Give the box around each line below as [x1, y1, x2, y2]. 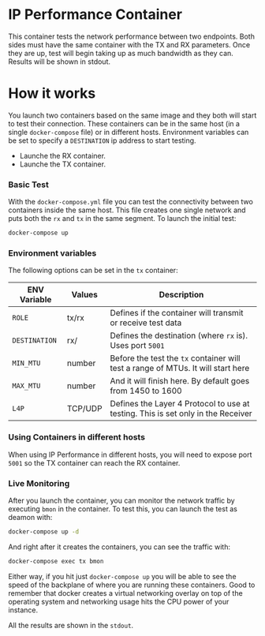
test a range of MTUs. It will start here [110, 363, 250, 374]
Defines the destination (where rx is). [110, 330, 248, 341]
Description [159, 290, 204, 301]
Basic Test [8, 179, 49, 190]
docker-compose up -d [8, 527, 80, 536]
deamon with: [8, 512, 53, 522]
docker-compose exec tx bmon [8, 557, 104, 565]
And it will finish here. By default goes [110, 376, 250, 387]
